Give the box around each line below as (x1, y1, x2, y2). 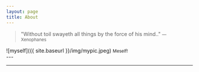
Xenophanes (20, 37, 47, 42)
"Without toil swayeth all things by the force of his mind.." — (20, 30, 167, 37)
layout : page (6, 8, 38, 15)
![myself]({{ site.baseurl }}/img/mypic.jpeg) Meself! (6, 47, 129, 54)
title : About (6, 14, 38, 20)
